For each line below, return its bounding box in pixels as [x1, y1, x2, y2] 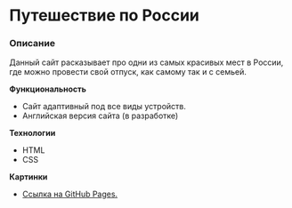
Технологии [9, 128, 56, 139]
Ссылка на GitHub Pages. [21, 188, 118, 200]
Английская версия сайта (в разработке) [21, 110, 179, 121]
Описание [9, 37, 56, 50]
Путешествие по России [9, 5, 200, 26]
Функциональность [9, 84, 87, 94]
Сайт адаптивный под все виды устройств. [21, 101, 187, 112]
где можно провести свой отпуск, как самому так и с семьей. [9, 67, 247, 77]
